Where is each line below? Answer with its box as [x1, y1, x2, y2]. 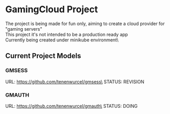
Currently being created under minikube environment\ [5, 37, 119, 43]
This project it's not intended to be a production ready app [5, 31, 128, 37]
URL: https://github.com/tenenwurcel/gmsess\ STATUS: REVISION [5, 78, 144, 85]
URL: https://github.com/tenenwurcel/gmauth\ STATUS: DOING [5, 103, 138, 109]
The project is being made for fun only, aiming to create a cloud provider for [5, 20, 165, 27]
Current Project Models [5, 52, 81, 60]
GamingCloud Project [5, 4, 98, 15]
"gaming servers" [5, 26, 42, 32]
